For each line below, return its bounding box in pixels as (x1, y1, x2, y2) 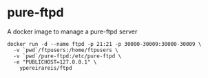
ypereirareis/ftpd (19, 64, 72, 71)
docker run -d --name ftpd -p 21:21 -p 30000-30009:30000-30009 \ (7, 40, 202, 47)
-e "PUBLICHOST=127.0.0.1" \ (13, 58, 97, 66)
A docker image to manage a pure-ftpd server (7, 27, 138, 36)
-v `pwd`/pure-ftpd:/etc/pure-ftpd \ (13, 53, 122, 60)
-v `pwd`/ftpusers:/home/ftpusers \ (13, 47, 118, 53)
